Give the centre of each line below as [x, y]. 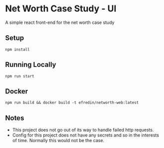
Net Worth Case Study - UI [61, 9]
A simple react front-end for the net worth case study [60, 22]
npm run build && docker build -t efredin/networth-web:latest [72, 103]
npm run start [20, 76]
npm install [17, 49]
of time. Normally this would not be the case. [58, 141]
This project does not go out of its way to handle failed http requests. [83, 130]
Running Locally [31, 65]
